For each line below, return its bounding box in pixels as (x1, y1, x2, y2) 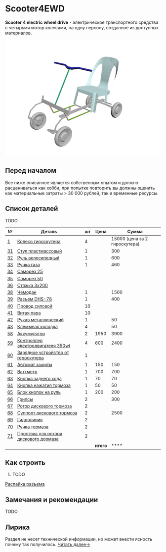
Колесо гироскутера (17, 238, 61, 244)
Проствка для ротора (17, 430, 63, 436)
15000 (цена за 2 (111, 236, 148, 242)
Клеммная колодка (17, 324, 58, 330)
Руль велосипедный (17, 254, 60, 260)
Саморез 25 (17, 268, 43, 275)
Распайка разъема (5, 481, 45, 487)
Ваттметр (17, 368, 38, 374)
